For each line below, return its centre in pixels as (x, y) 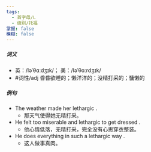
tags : (13, 12)
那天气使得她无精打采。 (53, 115)
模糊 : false (20, 34)
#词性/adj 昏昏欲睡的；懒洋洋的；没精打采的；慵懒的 (80, 78)
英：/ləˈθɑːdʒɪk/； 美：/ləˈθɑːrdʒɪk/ (58, 70)
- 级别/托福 (25, 23)
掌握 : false (20, 29)
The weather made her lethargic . (56, 108)
